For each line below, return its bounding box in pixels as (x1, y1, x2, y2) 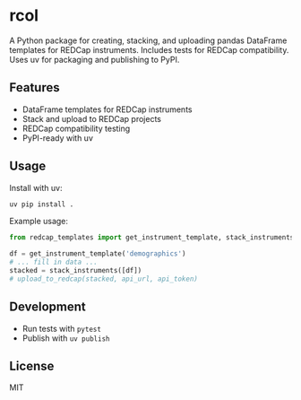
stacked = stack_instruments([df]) (9, 266, 142, 275)
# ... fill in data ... (9, 257, 99, 267)
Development (9, 300, 87, 315)
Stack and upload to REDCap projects (21, 113, 161, 124)
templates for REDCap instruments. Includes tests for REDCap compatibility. (9, 44, 289, 55)
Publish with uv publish (21, 333, 110, 343)
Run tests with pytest (21, 323, 101, 334)
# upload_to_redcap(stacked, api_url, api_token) (9, 274, 199, 283)
